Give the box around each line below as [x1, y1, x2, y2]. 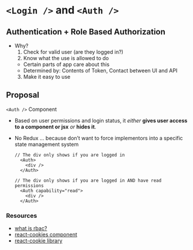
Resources [6, 211, 37, 220]
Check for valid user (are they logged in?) [23, 48, 124, 55]
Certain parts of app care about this [23, 61, 110, 68]
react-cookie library [14, 237, 63, 244]
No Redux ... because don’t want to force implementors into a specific [14, 134, 183, 141]
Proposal [6, 90, 40, 100]
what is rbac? [14, 225, 47, 232]
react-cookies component [14, 231, 77, 238]
